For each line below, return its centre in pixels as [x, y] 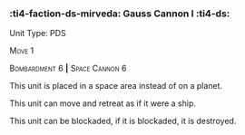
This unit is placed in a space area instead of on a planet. [116, 86]
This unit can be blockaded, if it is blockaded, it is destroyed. [123, 121]
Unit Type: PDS [38, 34]
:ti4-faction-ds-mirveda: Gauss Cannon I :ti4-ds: [120, 14]
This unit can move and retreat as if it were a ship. [103, 103]
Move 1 [22, 51]
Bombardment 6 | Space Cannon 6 [68, 68]
